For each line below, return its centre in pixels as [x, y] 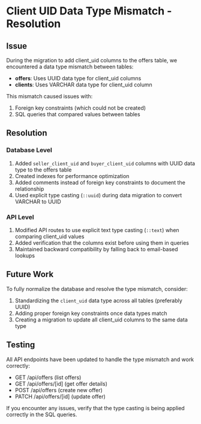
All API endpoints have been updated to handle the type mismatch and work [100, 359]
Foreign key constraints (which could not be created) [80, 108]
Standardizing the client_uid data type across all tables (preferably [99, 300]
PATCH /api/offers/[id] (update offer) [60, 396]
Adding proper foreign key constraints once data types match [91, 313]
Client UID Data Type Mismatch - [89, 11]
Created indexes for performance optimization [72, 176]
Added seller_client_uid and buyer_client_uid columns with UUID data [105, 163]
